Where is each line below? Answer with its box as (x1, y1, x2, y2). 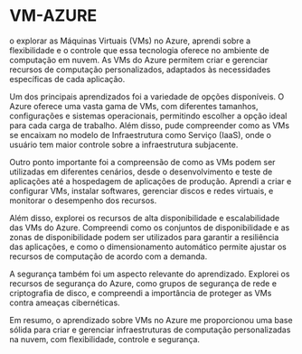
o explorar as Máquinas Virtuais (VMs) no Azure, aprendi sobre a (9, 35, 251, 46)
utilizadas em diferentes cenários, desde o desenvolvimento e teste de (9, 166, 273, 177)
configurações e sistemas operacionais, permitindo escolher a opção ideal (9, 110, 288, 121)
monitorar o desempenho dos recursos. (9, 195, 157, 206)
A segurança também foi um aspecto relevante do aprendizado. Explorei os (9, 268, 290, 279)
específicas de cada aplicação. (9, 73, 126, 84)
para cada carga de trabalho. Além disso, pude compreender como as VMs (9, 119, 290, 131)
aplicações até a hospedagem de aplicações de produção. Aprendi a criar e (9, 175, 292, 186)
